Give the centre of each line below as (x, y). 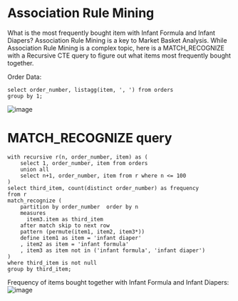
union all (35, 169)
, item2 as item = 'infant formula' (75, 244)
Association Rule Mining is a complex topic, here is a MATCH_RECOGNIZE (116, 48)
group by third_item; (40, 269)
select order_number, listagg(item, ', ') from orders (90, 90)
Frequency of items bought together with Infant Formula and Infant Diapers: (118, 282)
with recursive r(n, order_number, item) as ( (78, 157)
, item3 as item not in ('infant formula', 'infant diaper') (113, 250)
